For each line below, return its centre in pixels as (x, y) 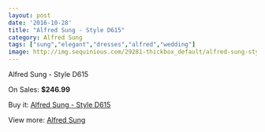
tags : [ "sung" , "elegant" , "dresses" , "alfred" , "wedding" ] (102, 45)
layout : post (30, 15)
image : (19, 52)
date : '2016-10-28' (40, 23)
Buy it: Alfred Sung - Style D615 (60, 104)
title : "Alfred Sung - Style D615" (67, 30)
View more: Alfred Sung (47, 120)
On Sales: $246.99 (39, 90)
